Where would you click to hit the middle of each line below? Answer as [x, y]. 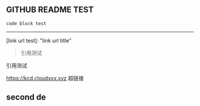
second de [26, 97]
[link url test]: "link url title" [39, 40]
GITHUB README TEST [50, 10]
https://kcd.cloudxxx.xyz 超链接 [45, 78]
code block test [26, 23]
